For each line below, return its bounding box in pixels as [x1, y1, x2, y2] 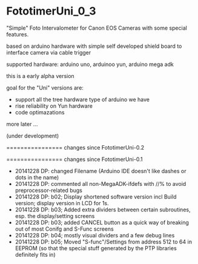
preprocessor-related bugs [15, 186, 83, 194]
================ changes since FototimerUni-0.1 [6, 156, 143, 163]
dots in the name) [15, 174, 59, 181]
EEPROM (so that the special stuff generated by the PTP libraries [15, 244, 177, 252]
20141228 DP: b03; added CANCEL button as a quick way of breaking [15, 219, 190, 226]
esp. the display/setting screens [15, 212, 95, 219]
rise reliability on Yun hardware [15, 102, 93, 110]
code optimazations [15, 108, 65, 116]
